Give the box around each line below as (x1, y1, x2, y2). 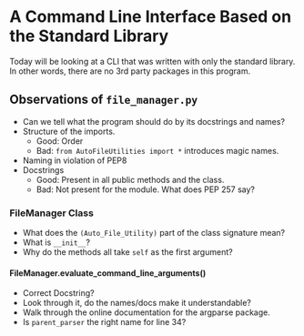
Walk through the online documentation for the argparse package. (22, 307, 270, 318)
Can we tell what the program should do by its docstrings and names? (22, 116, 285, 127)
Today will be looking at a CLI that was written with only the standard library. (9, 56, 296, 66)
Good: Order (35, 135, 84, 147)
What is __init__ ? (22, 237, 91, 248)
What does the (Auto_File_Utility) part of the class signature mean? (22, 228, 286, 239)
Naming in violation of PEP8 (22, 155, 127, 166)
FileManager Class (9, 207, 94, 219)
